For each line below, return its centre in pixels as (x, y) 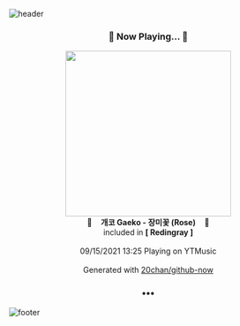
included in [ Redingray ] (148, 232)
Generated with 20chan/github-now (148, 270)
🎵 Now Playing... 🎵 (148, 36)
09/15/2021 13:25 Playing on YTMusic (148, 251)
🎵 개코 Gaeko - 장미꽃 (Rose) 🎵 (148, 223)
